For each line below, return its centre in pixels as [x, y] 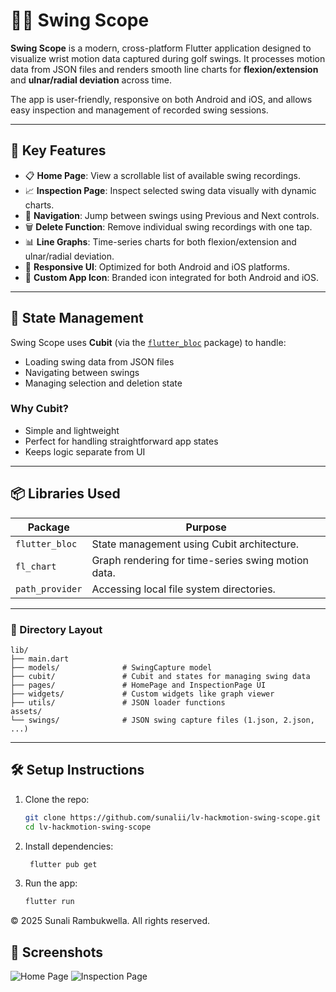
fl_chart [36, 566]
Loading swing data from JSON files [99, 361]
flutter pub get [63, 864]
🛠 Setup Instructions [77, 770]
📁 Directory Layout [56, 629]
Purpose [206, 527]
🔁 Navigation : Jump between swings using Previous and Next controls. [172, 215]
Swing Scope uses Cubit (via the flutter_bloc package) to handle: [148, 342]
